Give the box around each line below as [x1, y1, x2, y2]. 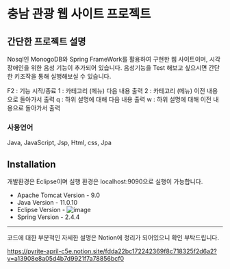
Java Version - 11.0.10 [16, 198, 78, 207]
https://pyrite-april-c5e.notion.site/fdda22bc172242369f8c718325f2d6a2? [7, 247, 218, 255]
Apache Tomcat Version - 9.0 [16, 191, 101, 199]
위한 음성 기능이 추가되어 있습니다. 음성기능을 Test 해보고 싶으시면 [30, 64, 207, 72]
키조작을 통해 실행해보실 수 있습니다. [14, 73, 112, 80]
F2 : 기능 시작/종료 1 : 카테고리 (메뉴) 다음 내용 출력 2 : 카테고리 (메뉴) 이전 [7, 87, 205, 94]
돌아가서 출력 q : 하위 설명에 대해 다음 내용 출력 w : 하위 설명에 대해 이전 [19, 95, 212, 103]
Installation [7, 158, 56, 170]
